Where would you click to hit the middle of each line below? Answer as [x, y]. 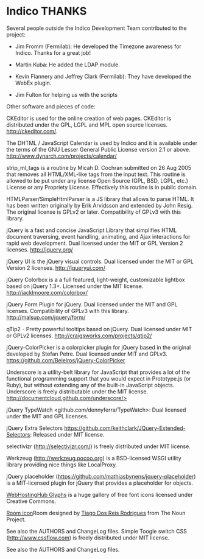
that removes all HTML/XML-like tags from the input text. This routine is [96, 174]
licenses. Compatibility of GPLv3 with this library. [68, 311]
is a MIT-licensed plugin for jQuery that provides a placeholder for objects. [100, 483]
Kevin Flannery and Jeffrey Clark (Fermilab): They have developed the [103, 76]
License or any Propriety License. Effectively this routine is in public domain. [102, 187]
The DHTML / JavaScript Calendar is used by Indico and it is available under [102, 143]
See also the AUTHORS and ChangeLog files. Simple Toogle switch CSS [97, 531]
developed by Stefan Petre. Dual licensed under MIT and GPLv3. [87, 354]
